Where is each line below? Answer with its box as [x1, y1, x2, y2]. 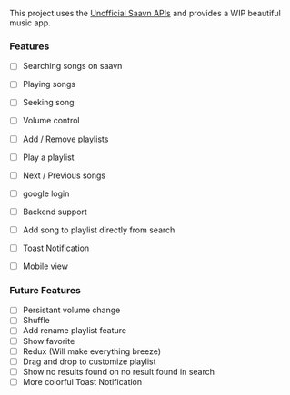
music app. [9, 17, 52, 28]
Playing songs [22, 79, 75, 90]
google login [22, 188, 70, 199]
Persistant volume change [22, 304, 121, 316]
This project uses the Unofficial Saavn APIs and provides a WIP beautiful [9, 8, 282, 18]
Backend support [22, 206, 88, 217]
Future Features [9, 283, 82, 296]
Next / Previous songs [22, 170, 106, 181]
